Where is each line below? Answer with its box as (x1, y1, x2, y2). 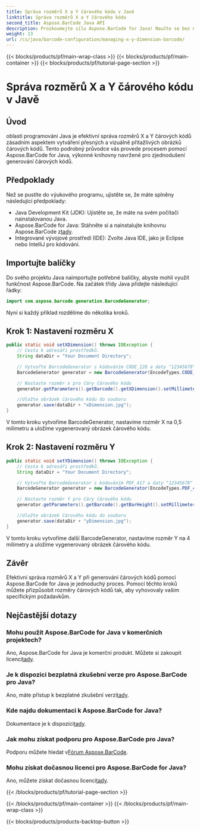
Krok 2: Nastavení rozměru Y (6, 442, 115, 452)
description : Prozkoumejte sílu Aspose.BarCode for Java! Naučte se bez (6, 25, 190, 32)
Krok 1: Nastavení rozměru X (6, 326, 114, 336)
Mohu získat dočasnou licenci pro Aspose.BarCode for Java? (6, 763, 187, 771)
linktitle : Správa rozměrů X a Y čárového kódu (6, 14, 127, 20)
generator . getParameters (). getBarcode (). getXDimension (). (17, 386, 164, 392)
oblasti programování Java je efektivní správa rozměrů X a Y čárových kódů (6, 133, 192, 139)
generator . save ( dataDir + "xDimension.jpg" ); (17, 402, 132, 408)
